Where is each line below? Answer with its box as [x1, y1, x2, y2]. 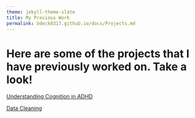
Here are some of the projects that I [6, 46, 190, 61]
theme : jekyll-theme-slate [6, 9, 75, 15]
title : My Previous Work [6, 15, 70, 21]
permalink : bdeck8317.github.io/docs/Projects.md [6, 20, 136, 26]
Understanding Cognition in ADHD [6, 93, 93, 100]
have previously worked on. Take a [6, 59, 187, 73]
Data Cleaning [6, 105, 42, 112]
